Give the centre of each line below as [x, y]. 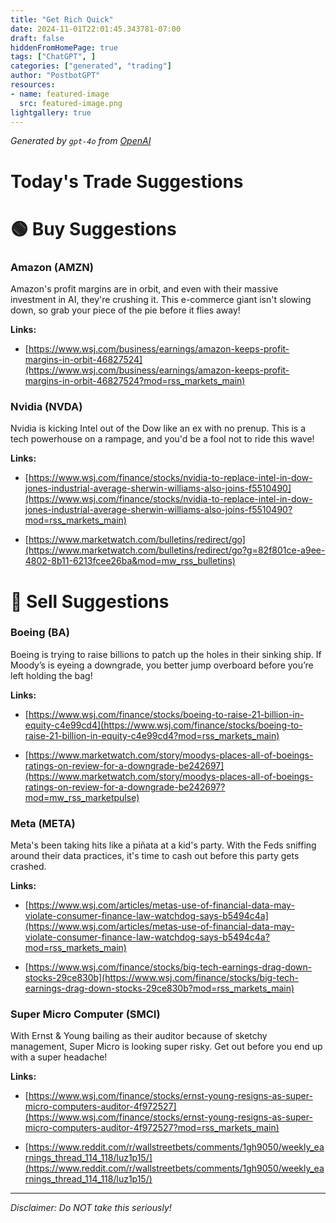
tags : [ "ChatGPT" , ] [53, 57]
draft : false [37, 38]
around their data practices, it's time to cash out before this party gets [155, 856]
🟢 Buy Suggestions [93, 228]
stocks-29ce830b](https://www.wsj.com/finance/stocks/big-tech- [161, 978]
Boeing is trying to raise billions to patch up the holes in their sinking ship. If [166, 654]
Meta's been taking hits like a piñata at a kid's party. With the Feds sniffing [163, 845]
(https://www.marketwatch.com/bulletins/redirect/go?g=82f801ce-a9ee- [175, 550]
